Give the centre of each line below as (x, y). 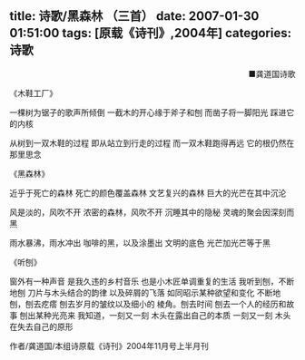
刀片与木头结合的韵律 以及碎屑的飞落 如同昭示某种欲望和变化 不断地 (154, 292)
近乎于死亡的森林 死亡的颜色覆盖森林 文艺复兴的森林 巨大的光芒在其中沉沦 (148, 192)
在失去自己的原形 (41, 326)
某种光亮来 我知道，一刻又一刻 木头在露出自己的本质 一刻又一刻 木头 (163, 315)
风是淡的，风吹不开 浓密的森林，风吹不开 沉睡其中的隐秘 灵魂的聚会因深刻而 (152, 212)
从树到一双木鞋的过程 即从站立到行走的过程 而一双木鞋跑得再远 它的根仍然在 (152, 142)
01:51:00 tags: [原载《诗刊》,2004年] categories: (151, 33)
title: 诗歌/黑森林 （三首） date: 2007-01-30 (134, 16)
